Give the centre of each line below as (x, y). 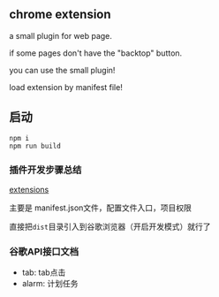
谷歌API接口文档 (44, 251)
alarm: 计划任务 (50, 284)
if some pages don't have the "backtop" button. (96, 53)
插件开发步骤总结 (45, 170)
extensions (29, 189)
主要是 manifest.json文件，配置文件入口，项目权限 (101, 208)
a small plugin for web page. (61, 35)
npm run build (35, 146)
